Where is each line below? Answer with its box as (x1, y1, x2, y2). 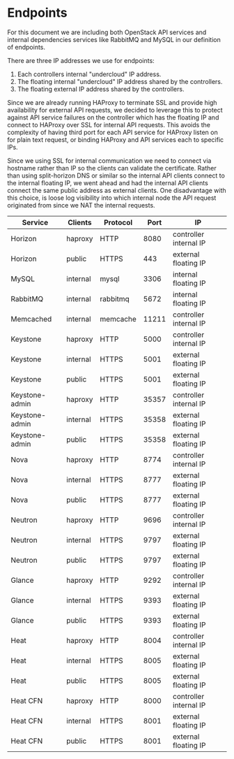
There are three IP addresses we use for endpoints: (7, 56, 155, 64)
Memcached (10, 314, 52, 324)
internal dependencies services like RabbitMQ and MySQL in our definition (7, 35, 221, 43)
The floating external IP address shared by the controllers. (17, 85, 185, 93)
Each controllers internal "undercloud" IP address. (17, 70, 162, 78)
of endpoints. (7, 43, 46, 51)
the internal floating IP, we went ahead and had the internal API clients (7, 178, 209, 187)
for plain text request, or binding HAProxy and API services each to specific (7, 135, 224, 144)
